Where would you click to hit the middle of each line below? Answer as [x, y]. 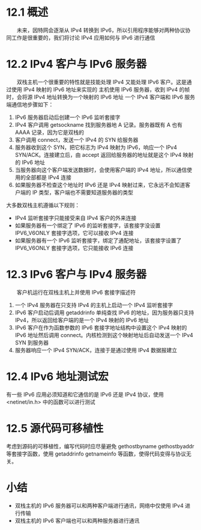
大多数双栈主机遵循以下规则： [43, 205]
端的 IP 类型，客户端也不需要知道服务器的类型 [77, 192]
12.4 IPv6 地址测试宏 [58, 377]
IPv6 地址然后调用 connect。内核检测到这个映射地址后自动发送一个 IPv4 [104, 335]
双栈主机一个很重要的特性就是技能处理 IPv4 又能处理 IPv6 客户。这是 [102, 82]
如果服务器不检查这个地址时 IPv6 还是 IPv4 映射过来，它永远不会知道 [100, 184]
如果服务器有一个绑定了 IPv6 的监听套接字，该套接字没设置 [88, 225]
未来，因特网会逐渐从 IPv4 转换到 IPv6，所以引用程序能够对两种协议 [101, 30]
